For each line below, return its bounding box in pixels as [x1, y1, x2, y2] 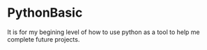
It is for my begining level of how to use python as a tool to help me [7, 28, 200, 36]
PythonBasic [7, 5, 83, 21]
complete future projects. [7, 35, 80, 43]
